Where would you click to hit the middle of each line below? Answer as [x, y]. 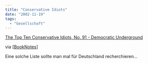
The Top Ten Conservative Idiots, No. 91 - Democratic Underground [74, 37]
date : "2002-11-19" [25, 14]
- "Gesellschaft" [27, 23]
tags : [11, 19]
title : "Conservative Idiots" [36, 10]
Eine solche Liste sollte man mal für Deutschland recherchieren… [71, 57]
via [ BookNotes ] [22, 47]
